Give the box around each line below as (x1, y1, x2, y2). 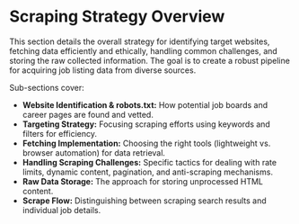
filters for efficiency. (22, 128, 97, 139)
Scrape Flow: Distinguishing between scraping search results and (22, 195, 267, 206)
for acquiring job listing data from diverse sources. (9, 65, 197, 76)
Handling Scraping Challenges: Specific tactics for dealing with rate (22, 157, 277, 167)
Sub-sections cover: (9, 82, 84, 93)
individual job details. (22, 204, 101, 215)
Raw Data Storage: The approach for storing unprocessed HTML (22, 175, 263, 186)
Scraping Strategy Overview (9, 6, 225, 27)
